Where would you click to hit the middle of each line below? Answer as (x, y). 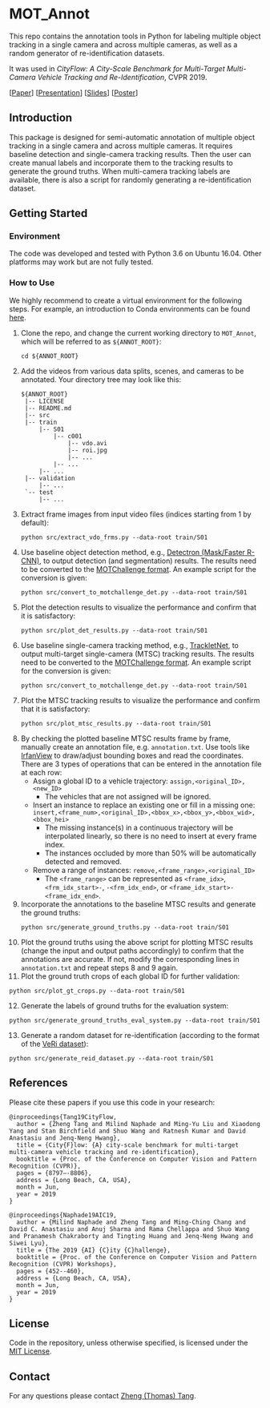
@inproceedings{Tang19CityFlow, (63, 1117)
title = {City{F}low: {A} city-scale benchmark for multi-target (128, 1145)
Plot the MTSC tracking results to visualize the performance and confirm (140, 700)
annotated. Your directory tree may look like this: (101, 379)
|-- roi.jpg (87, 450)
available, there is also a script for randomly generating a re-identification (130, 179)
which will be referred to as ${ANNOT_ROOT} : (91, 341)
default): (34, 522)
